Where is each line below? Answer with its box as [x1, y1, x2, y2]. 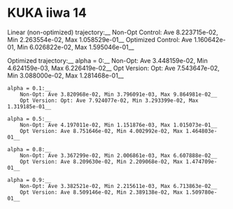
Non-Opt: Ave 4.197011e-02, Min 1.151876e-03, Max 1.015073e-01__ [20, 121, 218, 129]
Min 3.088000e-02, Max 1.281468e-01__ [7, 71, 124, 80]
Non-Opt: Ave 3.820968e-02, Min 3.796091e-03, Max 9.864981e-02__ [20, 91, 218, 98]
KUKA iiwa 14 [7, 5, 87, 21]
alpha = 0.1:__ [7, 85, 52, 92]
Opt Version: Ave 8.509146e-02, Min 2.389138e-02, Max [20, 189, 183, 196]
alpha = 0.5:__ [7, 115, 52, 122]
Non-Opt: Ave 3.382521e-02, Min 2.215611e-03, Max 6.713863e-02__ [20, 182, 218, 189]
